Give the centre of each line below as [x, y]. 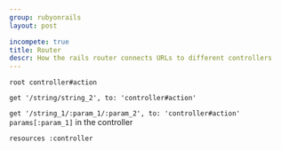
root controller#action [53, 83]
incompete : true [39, 42]
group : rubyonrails [45, 17]
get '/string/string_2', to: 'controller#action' [103, 99]
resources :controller [51, 138]
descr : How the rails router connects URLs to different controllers [141, 59]
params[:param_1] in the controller [71, 122]
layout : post [33, 26]
